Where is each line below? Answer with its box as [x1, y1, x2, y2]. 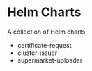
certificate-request [17, 41, 72, 49]
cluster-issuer [17, 49, 58, 57]
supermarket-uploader [17, 56, 83, 64]
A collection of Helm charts [7, 27, 86, 36]
